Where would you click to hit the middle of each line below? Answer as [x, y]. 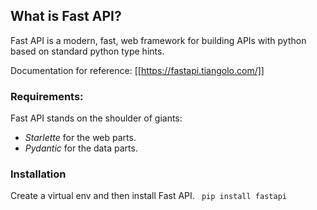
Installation [38, 174]
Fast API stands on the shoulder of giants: [96, 118]
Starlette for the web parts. [80, 138]
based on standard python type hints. [87, 51]
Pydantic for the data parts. [81, 148]
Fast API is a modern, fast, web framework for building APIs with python [158, 40]
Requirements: [47, 96]
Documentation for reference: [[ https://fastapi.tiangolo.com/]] [137, 70]
